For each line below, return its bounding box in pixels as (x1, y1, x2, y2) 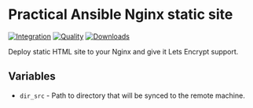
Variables (8, 69, 57, 84)
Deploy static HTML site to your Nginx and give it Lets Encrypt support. (8, 47, 239, 56)
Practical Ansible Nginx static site (8, 6, 233, 24)
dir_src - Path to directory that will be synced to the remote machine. (19, 91, 245, 100)
